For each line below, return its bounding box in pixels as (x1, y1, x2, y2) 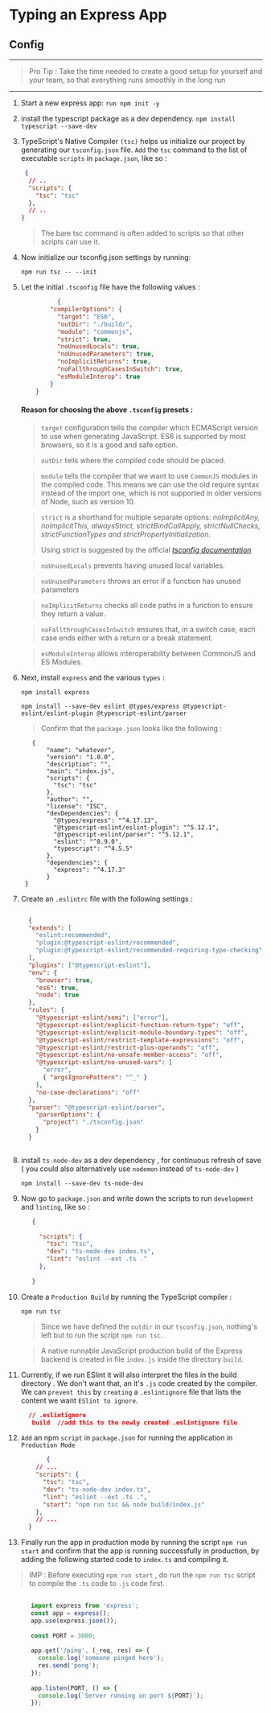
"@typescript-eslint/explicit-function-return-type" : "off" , (35, 1021, 244, 1029)
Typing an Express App (9, 6, 167, 24)
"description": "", (46, 760, 112, 768)
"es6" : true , (35, 984, 80, 992)
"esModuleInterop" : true (56, 372, 141, 380)
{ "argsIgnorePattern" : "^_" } (42, 1074, 148, 1082)
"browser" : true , (35, 976, 94, 984)
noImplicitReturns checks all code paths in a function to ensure (40, 600, 253, 610)
